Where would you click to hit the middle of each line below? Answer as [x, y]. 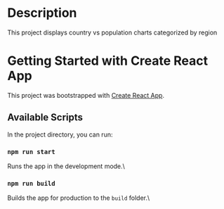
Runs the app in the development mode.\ [66, 166]
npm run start [31, 152]
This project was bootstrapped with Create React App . [86, 95]
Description [42, 13]
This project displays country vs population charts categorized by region [112, 32]
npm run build [31, 183]
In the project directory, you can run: [60, 134]
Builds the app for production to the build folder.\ [79, 198]
